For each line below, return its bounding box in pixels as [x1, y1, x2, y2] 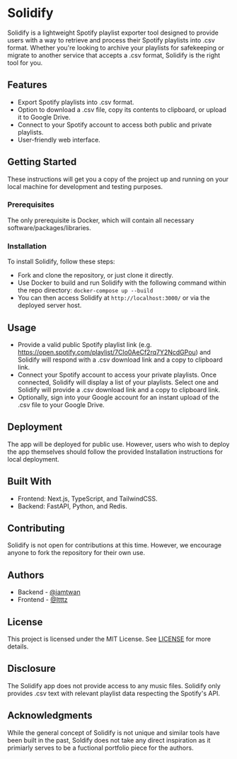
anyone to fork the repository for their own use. [7, 549, 146, 557]
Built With [7, 476, 52, 488]
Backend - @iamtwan [17, 588, 81, 596]
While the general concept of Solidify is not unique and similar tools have [7, 728, 221, 737]
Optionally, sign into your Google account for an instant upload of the [17, 393, 219, 401]
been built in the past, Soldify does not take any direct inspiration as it [7, 736, 211, 744]
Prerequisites [7, 200, 54, 210]
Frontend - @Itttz [17, 595, 69, 604]
